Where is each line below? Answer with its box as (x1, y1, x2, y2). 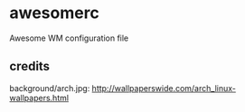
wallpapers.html (9, 92, 70, 103)
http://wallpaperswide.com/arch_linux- (91, 82, 237, 93)
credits (9, 59, 51, 74)
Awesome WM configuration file (9, 33, 129, 43)
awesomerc (9, 3, 99, 23)
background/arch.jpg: (9, 82, 90, 93)
